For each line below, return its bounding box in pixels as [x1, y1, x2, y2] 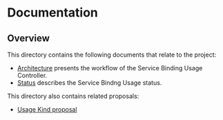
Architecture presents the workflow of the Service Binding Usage [17, 64, 203, 72]
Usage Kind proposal [17, 106, 77, 113]
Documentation [7, 5, 99, 21]
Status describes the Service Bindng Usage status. [17, 79, 162, 87]
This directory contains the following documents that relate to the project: [7, 50, 217, 59]
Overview [7, 32, 50, 44]
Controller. [17, 71, 48, 79]
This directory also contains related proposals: [7, 92, 139, 100]
